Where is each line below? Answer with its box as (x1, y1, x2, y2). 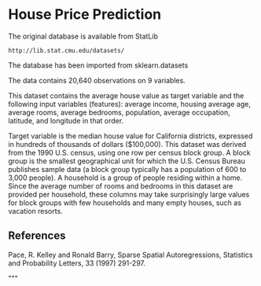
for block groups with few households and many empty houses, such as (8, 198, 242, 207)
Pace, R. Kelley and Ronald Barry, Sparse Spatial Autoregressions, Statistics (8, 250, 253, 259)
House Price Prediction (8, 5, 162, 24)
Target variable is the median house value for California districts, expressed (8, 131, 253, 141)
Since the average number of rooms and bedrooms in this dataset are (8, 181, 233, 190)
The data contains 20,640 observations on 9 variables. (8, 75, 186, 85)
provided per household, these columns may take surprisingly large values (8, 189, 250, 199)
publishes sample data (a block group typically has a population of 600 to (8, 164, 247, 174)
